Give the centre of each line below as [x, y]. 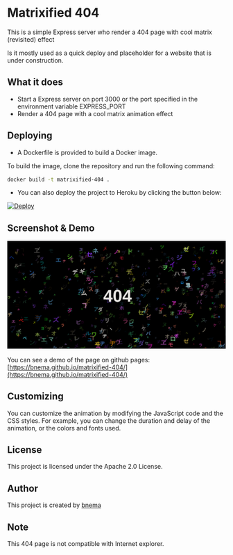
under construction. [35, 60]
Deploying [30, 136]
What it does [35, 82]
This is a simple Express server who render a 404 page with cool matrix [110, 32]
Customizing [35, 397]
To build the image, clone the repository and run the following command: [111, 166]
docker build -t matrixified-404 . [59, 179]
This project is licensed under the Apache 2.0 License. [85, 467]
